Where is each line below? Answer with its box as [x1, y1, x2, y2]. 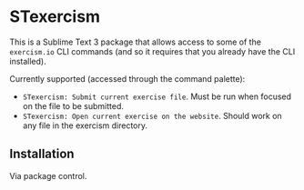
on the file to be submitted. [22, 100, 125, 111]
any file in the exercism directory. [22, 120, 148, 131]
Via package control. [9, 170, 87, 181]
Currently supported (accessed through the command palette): [9, 73, 246, 84]
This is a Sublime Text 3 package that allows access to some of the [9, 36, 262, 47]
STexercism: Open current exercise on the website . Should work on [22, 110, 282, 121]
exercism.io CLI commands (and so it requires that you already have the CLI [9, 45, 296, 56]
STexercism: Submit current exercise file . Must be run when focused [22, 91, 292, 102]
